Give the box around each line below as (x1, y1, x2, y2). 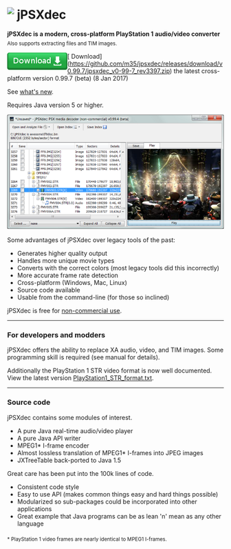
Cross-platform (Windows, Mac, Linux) (16, 278, 127, 286)
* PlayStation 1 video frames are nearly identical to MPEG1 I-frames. (7, 535, 167, 543)
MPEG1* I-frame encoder (16, 441, 89, 450)
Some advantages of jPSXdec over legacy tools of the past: (7, 235, 175, 244)
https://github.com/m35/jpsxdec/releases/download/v (69, 59, 223, 68)
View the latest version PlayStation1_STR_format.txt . (7, 374, 154, 382)
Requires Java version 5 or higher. (7, 101, 104, 109)
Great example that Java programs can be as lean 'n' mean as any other (16, 512, 222, 520)
